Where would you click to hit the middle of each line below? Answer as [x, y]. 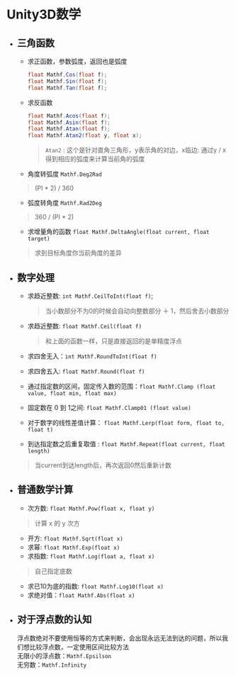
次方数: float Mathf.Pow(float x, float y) [91, 508]
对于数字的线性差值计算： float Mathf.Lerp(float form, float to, [126, 422]
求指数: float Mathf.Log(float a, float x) [91, 556]
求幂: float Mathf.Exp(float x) [74, 547]
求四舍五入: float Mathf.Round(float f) [86, 371]
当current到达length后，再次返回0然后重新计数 [103, 465]
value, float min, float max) [72, 393]
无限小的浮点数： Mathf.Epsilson [64, 655]
